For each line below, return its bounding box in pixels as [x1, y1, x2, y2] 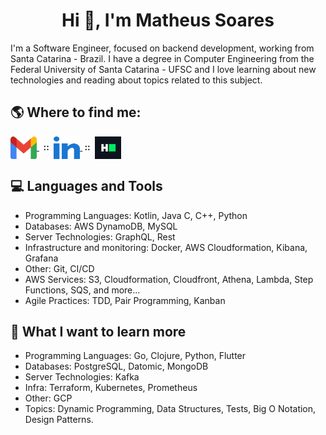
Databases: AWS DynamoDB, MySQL [24, 220, 178, 232]
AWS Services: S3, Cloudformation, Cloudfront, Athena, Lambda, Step [24, 273, 314, 285]
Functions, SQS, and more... [24, 284, 141, 296]
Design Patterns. [24, 414, 94, 426]
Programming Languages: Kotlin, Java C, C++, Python [24, 209, 248, 221]
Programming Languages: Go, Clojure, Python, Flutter [24, 350, 247, 362]
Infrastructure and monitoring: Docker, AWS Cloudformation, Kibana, [24, 241, 308, 253]
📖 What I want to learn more [10, 323, 187, 340]
